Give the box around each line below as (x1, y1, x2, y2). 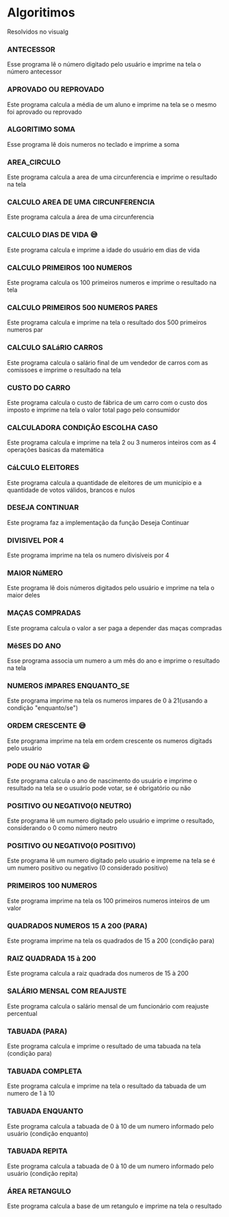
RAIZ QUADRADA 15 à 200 (7, 954, 96, 963)
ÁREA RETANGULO (7, 1186, 72, 1196)
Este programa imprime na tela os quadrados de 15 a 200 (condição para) (7, 936, 215, 945)
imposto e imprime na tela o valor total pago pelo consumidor (7, 405, 180, 414)
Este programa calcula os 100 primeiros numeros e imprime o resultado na (7, 279, 217, 287)
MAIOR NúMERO (7, 568, 64, 578)
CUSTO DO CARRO (7, 383, 70, 392)
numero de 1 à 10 (7, 1089, 55, 1098)
